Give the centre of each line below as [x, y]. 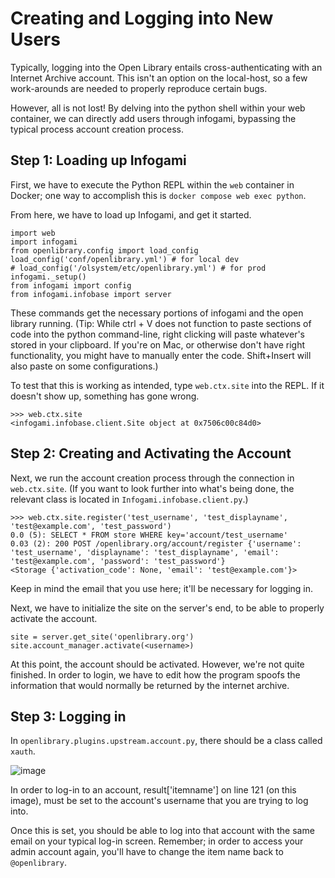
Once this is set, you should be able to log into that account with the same [162, 831]
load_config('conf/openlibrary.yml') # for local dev [125, 259]
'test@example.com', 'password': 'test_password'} [118, 561]
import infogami [44, 242]
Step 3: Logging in [68, 716]
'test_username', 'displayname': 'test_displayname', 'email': [145, 552]
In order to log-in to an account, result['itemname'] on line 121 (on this [153, 790]
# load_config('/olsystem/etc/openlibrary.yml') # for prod [138, 268]
